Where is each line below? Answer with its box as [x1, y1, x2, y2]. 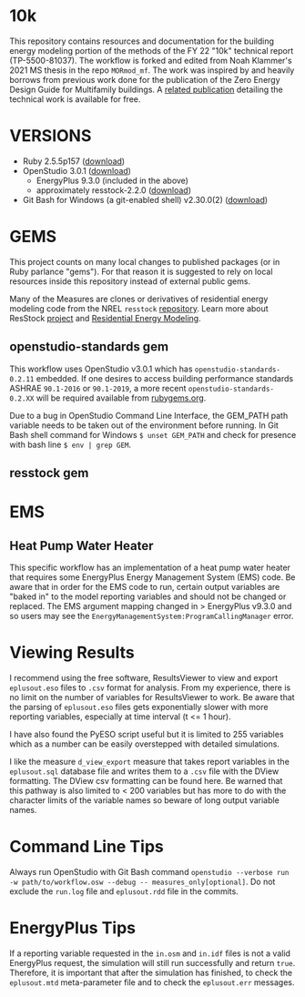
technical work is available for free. [9, 93, 141, 105]
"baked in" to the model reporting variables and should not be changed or [9, 591, 287, 602]
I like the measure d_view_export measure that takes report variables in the [9, 756, 290, 767]
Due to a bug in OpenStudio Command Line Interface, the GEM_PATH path [9, 410, 289, 421]
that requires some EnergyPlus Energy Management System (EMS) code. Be [9, 572, 296, 583]
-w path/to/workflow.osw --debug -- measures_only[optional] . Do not [9, 876, 276, 887]
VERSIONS [9, 126, 92, 147]
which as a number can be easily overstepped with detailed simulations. [9, 738, 280, 749]
